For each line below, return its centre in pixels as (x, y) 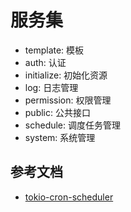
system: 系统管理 (60, 137)
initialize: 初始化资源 (66, 75)
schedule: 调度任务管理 (72, 125)
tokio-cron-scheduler (69, 197)
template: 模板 (54, 50)
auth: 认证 (45, 62)
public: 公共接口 (57, 112)
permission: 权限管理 (68, 100)
